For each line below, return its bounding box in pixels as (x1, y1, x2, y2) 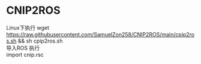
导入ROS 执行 (6, 44, 40, 51)
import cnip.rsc (6, 51, 44, 58)
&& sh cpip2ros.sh (17, 37, 63, 44)
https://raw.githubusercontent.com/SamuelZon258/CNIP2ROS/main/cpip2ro (6, 31, 195, 38)
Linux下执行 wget (6, 24, 49, 31)
